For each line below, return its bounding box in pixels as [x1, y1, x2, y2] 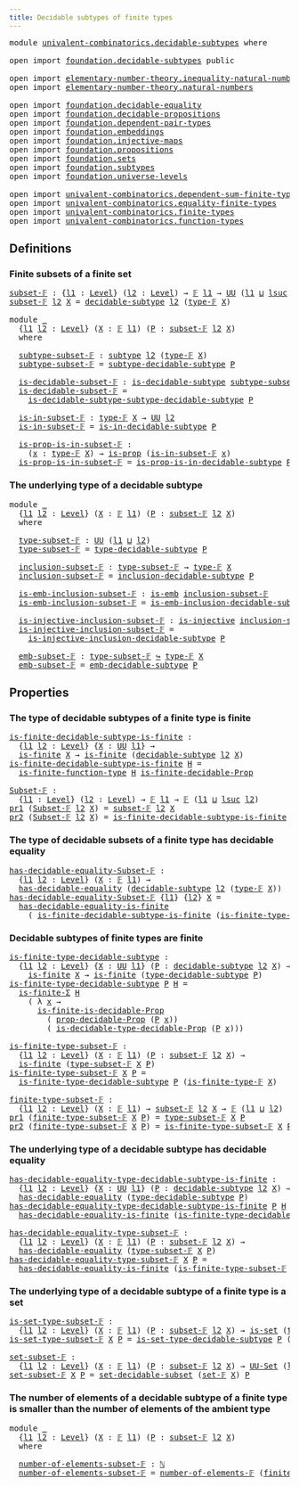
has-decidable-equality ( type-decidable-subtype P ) [18, 1192, 249, 1203]
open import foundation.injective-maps [9, 135, 183, 145]
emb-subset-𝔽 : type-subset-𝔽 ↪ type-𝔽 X [18, 651, 204, 661]
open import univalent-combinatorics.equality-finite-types [9, 198, 278, 208]
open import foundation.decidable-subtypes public [9, 55, 235, 65]
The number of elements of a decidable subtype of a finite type [9, 1392, 287, 1404]
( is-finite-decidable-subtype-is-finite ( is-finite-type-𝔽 [28, 910, 296, 920]
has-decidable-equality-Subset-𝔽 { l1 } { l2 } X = [9, 892, 222, 902]
